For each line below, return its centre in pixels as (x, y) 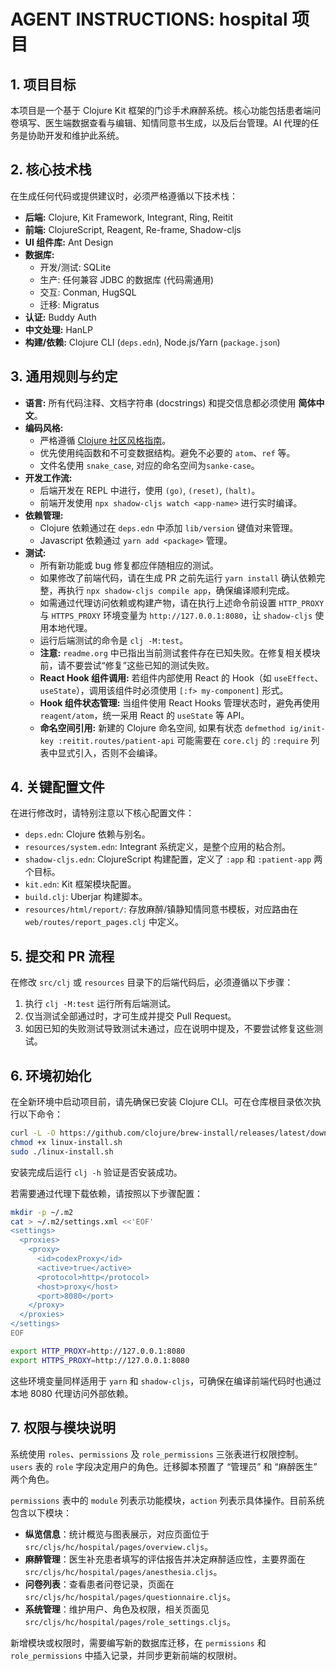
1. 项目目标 (43, 84)
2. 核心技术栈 (51, 170)
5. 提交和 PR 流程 (62, 956)
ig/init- (307, 728)
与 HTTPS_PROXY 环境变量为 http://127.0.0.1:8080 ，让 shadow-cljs (176, 615)
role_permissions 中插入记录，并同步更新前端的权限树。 (126, 1655)
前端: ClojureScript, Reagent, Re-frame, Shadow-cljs (133, 229)
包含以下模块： (41, 1512)
